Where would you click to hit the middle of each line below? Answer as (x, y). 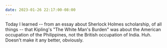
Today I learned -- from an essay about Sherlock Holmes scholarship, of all (83, 24)
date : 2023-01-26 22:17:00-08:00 (40, 10)
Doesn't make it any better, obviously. (45, 40)
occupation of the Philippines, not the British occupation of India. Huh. (78, 34)
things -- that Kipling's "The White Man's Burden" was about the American (83, 29)
